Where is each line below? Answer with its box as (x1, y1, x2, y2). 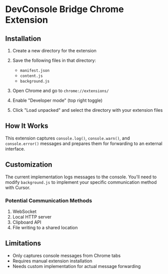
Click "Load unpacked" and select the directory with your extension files (12, 107, 163, 113)
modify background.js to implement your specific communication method (5, 179, 157, 185)
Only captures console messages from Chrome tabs (12, 252, 121, 258)
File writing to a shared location (12, 224, 78, 230)
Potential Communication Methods (5, 197, 92, 204)
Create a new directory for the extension (12, 48, 97, 53)
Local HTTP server (12, 214, 52, 220)
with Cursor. (5, 184, 31, 190)
